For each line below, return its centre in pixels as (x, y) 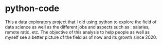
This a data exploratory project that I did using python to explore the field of (81, 22)
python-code (32, 8)
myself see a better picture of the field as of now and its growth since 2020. (81, 37)
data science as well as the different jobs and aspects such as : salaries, (77, 27)
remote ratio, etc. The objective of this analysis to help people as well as (77, 32)
